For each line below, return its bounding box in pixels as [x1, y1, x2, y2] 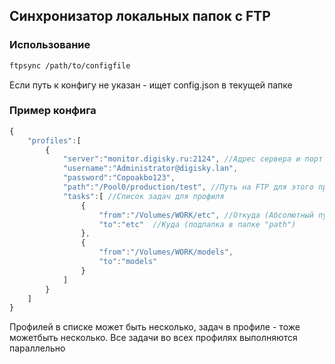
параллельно [9, 342, 66, 354]
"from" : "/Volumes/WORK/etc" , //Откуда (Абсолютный [98, 210, 314, 220]
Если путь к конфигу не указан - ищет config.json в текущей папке [9, 79, 293, 91]
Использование [9, 38, 91, 52]
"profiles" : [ [27, 135, 82, 146]
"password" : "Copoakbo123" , [62, 173, 176, 183]
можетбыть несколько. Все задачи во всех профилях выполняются [9, 332, 298, 344]
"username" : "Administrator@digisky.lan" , [62, 164, 239, 174]
